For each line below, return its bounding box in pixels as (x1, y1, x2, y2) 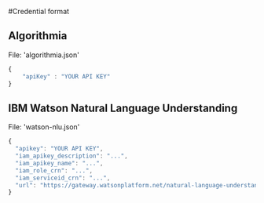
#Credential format (8, 7, 69, 16)
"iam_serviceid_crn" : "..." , (15, 174, 111, 182)
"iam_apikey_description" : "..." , (15, 152, 128, 160)
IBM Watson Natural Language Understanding (8, 101, 238, 114)
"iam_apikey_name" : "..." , (15, 159, 104, 167)
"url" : (15, 181, 37, 189)
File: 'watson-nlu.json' (8, 122, 80, 132)
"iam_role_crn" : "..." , (15, 166, 93, 175)
